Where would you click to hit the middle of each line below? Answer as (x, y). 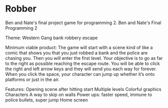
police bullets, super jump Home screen (47, 100)
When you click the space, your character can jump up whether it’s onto (80, 74)
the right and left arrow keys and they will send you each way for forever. (81, 69)
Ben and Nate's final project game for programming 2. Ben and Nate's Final (83, 23)
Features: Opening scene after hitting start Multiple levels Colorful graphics (83, 89)
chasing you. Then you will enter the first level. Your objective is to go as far (84, 58)
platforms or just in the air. (32, 79)
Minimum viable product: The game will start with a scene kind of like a (79, 47)
